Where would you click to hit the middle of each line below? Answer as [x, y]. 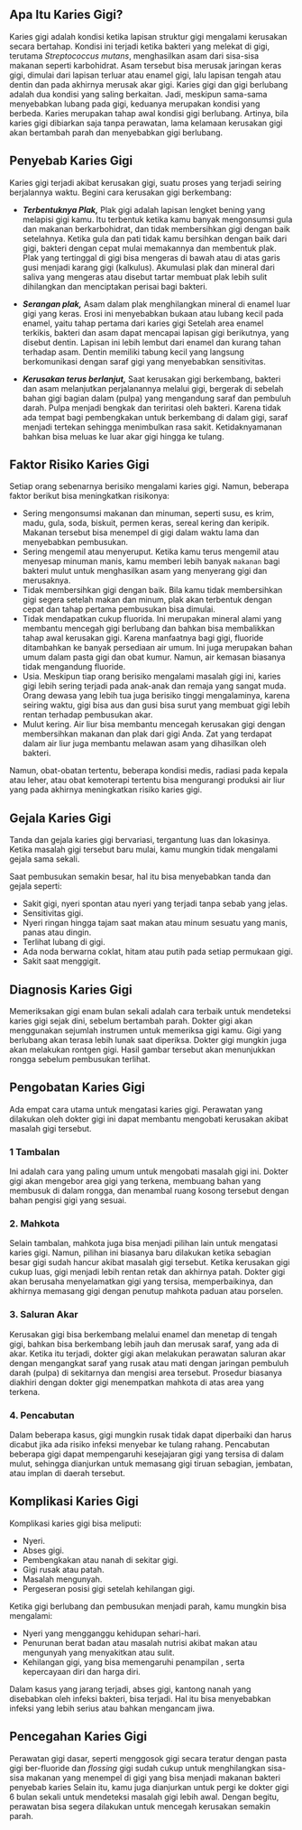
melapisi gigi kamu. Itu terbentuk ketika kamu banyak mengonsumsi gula [157, 219]
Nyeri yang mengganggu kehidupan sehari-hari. [111, 1633]
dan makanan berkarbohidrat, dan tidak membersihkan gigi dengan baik [156, 228]
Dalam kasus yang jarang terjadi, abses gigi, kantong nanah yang [130, 1689]
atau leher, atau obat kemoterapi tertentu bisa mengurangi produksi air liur [147, 781]
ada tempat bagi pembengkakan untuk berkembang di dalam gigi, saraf [155, 417]
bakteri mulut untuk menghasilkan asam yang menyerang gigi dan [145, 571]
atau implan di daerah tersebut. [68, 1474]
